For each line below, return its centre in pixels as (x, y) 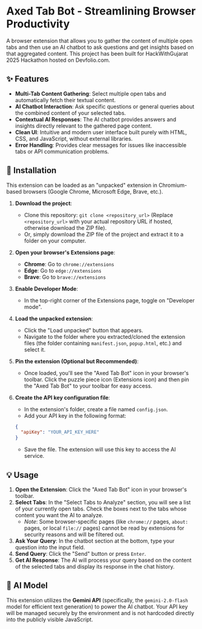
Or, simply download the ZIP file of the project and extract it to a (104, 234)
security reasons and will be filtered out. (74, 534)
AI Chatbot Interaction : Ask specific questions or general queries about (105, 106)
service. (34, 456)
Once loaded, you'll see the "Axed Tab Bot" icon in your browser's (106, 373)
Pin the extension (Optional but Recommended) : (77, 361)
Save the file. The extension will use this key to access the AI (100, 449)
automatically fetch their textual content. (65, 100)
